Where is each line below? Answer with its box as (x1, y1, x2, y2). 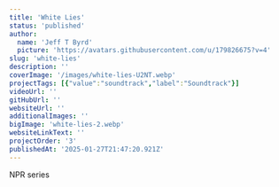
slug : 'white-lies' (9, 54, 81, 63)
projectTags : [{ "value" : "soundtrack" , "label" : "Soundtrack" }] (9, 79, 240, 88)
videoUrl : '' (9, 87, 58, 96)
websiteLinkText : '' (9, 129, 86, 137)
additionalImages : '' (9, 112, 89, 121)
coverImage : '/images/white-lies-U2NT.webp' (9, 71, 176, 80)
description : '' (9, 63, 69, 72)
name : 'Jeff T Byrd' (17, 37, 93, 47)
